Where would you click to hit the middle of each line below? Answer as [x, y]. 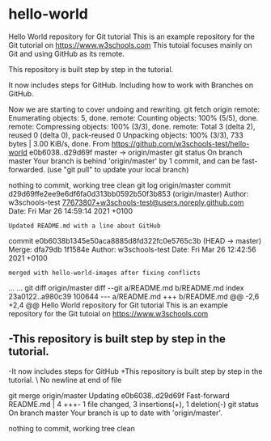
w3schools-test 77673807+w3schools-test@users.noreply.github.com [126, 202]
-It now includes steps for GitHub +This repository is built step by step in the [135, 371]
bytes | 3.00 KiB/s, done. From [59, 143]
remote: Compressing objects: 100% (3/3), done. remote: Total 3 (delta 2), [132, 126]
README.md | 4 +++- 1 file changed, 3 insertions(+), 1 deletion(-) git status [133, 404]
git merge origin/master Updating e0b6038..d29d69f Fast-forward [119, 395]
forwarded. [27, 169]
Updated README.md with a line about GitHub [85, 226]
